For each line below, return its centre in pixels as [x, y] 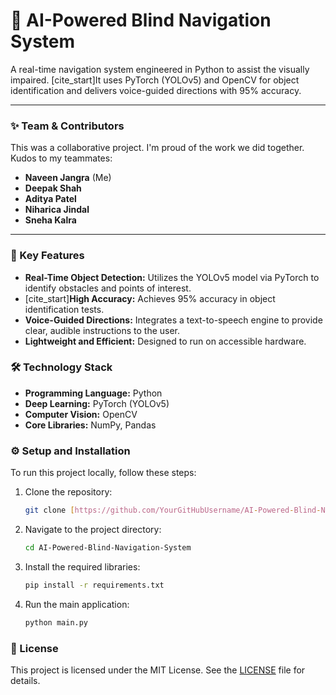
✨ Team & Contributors [67, 126]
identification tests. [64, 309]
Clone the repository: [68, 492]
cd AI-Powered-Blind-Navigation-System [108, 548]
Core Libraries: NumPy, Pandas [90, 425]
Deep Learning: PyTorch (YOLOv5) [97, 403]
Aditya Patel [50, 199]
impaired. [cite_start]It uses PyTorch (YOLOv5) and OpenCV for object [155, 80]
